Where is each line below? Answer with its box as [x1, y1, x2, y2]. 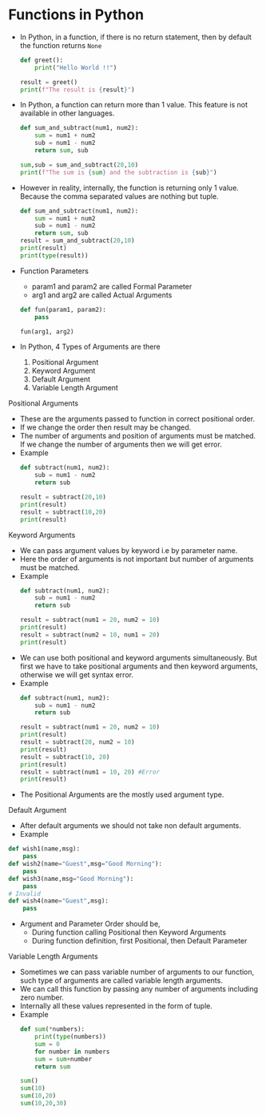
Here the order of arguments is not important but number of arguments [19, 554, 254, 564]
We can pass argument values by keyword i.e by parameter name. [19, 545, 238, 555]
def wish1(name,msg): [8, 845, 81, 853]
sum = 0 [34, 1040, 60, 1048]
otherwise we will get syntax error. [19, 669, 134, 679]
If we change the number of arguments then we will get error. [19, 439, 222, 450]
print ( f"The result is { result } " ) [19, 86, 135, 94]
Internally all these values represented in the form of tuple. [19, 1001, 213, 1011]
